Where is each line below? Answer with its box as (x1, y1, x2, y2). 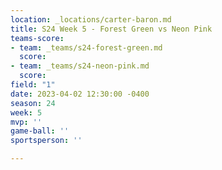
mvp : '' (10, 117, 43, 127)
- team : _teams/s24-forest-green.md (10, 42, 163, 53)
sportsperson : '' (10, 136, 83, 146)
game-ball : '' (10, 126, 70, 136)
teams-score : (10, 33, 65, 43)
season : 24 (10, 98, 56, 108)
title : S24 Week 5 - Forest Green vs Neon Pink (10, 24, 213, 34)
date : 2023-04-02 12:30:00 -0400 (10, 89, 150, 99)
